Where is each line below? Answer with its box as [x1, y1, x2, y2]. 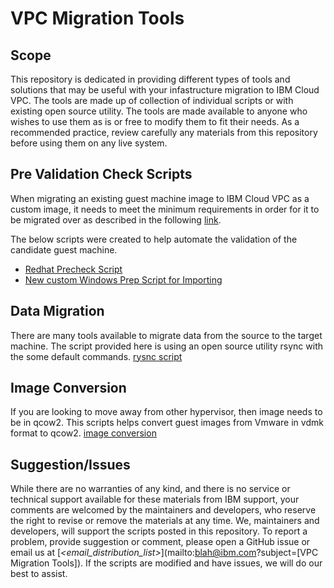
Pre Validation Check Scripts [10, 166, 193, 183]
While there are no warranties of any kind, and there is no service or [10, 483, 291, 495]
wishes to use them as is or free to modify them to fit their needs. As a [10, 116, 300, 127]
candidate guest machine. [10, 243, 118, 256]
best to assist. [10, 568, 68, 580]
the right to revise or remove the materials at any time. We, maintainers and [10, 515, 320, 527]
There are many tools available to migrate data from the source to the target [10, 329, 323, 341]
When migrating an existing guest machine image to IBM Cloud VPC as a [10, 192, 310, 204]
